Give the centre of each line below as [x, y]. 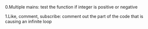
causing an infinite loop [28, 22]
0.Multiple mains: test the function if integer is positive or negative [71, 7]
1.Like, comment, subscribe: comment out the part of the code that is [74, 16]
